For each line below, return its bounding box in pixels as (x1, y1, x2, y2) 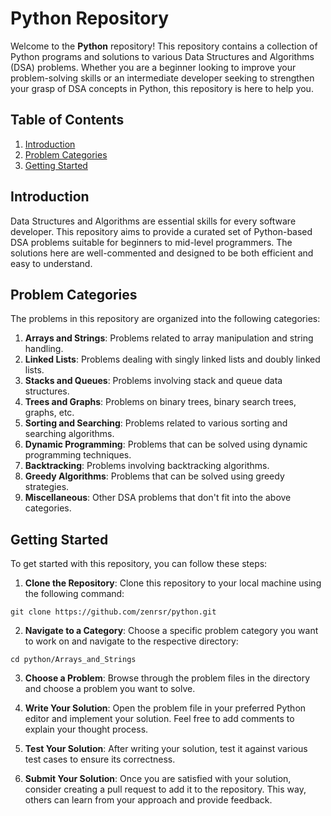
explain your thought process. (24, 723, 149, 736)
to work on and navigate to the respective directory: (24, 635, 239, 647)
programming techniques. (24, 449, 132, 461)
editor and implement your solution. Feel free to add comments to (24, 713, 295, 725)
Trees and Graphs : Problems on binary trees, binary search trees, (24, 396, 297, 408)
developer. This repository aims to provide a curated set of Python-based (10, 225, 313, 237)
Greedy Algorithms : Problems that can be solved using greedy (24, 470, 285, 482)
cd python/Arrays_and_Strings (10, 655, 137, 665)
